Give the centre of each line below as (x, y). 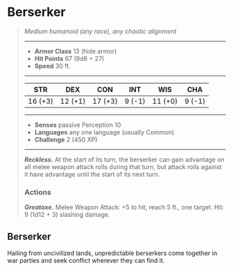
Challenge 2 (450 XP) (66, 139)
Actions (38, 192)
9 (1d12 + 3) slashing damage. (67, 215)
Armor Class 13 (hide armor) (76, 51)
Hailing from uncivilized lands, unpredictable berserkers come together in (112, 253)
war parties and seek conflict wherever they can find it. (86, 261)
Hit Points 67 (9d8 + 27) (69, 58)
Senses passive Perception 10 (78, 125)
